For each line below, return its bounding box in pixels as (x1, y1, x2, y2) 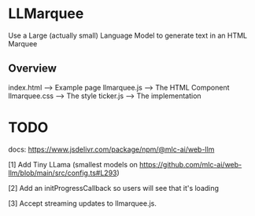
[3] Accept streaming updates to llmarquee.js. (8, 198, 157, 208)
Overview (8, 62, 57, 75)
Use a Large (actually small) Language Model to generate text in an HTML (8, 31, 248, 40)
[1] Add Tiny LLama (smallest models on (8, 159, 138, 169)
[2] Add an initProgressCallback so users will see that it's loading (8, 183, 219, 192)
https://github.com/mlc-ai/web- (139, 159, 242, 169)
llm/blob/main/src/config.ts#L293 (8, 168, 117, 178)
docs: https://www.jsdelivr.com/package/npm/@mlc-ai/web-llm (8, 145, 215, 154)
